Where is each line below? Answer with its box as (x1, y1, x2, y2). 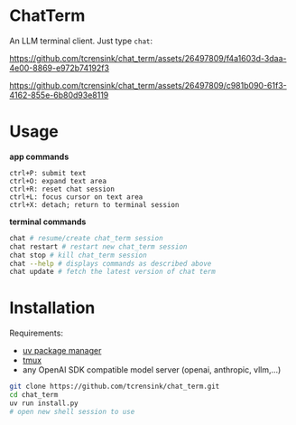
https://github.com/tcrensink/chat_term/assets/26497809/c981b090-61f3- (9, 80, 287, 90)
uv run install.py (9, 399, 79, 408)
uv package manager (22, 345, 102, 356)
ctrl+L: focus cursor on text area (9, 192, 143, 202)
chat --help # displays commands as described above (9, 259, 212, 268)
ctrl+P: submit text (9, 168, 88, 177)
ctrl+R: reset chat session (9, 184, 116, 194)
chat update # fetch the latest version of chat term (9, 268, 217, 277)
